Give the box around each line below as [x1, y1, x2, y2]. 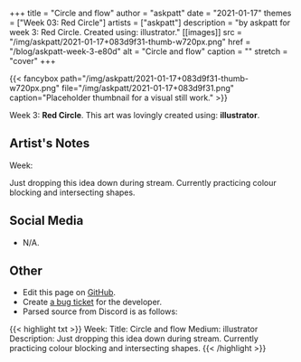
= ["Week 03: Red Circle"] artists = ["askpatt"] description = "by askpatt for [9, 17, 291, 28]
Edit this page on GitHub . [22, 287, 116, 298]
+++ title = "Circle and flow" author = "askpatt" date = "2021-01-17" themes [9, 8, 292, 18]
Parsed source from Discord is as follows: [22, 306, 178, 317]
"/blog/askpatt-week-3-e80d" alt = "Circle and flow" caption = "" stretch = [9, 46, 288, 57]
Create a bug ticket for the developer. [22, 297, 163, 308]
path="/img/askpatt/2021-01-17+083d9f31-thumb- [60, 73, 249, 84]
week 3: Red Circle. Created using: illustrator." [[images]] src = [9, 27, 242, 37]
